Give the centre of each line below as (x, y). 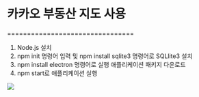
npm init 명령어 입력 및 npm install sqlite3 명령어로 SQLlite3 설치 (105, 56)
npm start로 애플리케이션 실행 (57, 73)
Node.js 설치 (34, 47)
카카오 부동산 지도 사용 (67, 14)
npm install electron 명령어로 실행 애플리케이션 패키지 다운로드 (101, 64)
